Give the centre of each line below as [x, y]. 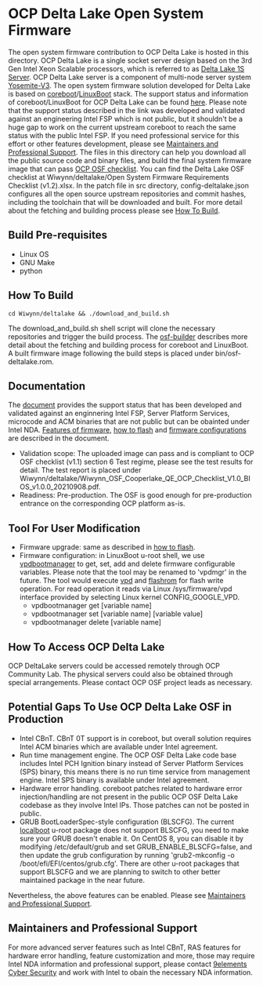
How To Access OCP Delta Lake [86, 647]
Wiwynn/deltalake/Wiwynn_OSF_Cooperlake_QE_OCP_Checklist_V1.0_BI [135, 479]
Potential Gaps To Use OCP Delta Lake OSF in [120, 707]
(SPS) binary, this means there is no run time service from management [135, 772]
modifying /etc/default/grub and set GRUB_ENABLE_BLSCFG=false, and [136, 846]
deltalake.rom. [31, 361]
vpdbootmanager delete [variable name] [96, 622]
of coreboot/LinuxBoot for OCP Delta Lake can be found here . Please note [128, 102]
